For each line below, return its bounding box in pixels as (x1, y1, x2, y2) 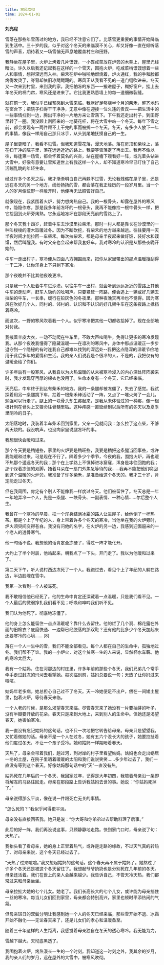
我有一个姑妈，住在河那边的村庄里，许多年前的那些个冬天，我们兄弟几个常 (5, 666, 155, 671)
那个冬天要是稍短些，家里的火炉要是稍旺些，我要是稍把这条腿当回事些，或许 (5, 447, 159, 453)
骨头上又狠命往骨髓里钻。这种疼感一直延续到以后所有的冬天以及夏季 (21, 404, 159, 410)
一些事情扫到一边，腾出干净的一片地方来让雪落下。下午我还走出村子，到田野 (5, 112, 159, 118)
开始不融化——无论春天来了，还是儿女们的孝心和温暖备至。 (5, 917, 125, 923)
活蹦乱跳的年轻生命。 (5, 165, 48, 171)
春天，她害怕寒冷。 (5, 717, 44, 723)
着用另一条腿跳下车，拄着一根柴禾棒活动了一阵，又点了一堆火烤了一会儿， (9, 391, 159, 397)
